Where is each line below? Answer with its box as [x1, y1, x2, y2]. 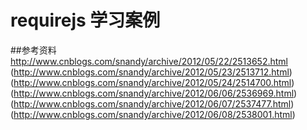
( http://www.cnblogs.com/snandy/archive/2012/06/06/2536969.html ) [10, 87, 298, 99]
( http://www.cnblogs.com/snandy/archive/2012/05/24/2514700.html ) [10, 76, 295, 88]
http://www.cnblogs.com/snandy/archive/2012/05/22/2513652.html [10, 55, 288, 67]
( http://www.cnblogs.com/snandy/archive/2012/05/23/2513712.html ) [10, 66, 293, 78]
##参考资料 [10, 44, 57, 56]
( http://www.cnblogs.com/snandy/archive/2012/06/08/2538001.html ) [10, 108, 296, 120]
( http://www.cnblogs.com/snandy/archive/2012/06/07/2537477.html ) [10, 97, 295, 110]
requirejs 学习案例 [10, 9, 161, 32]
